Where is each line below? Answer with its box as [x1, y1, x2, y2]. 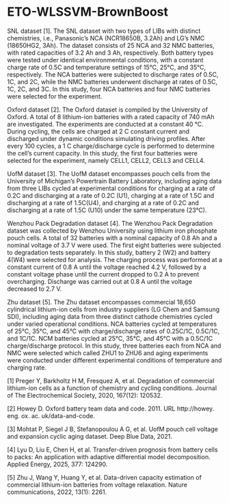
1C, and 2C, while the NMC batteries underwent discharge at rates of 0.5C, [7, 77, 218, 86]
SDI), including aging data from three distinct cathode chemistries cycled [7, 312, 213, 320]
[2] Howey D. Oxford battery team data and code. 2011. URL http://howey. [7, 404, 215, 413]
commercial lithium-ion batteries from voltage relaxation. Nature [7, 480, 188, 489]
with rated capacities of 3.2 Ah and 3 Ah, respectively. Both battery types [7, 49, 214, 57]
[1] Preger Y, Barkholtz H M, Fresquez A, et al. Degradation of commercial [7, 376, 215, 385]
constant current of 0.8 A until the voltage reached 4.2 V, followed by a [7, 263, 207, 271]
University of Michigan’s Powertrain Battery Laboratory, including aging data [7, 177, 222, 185]
